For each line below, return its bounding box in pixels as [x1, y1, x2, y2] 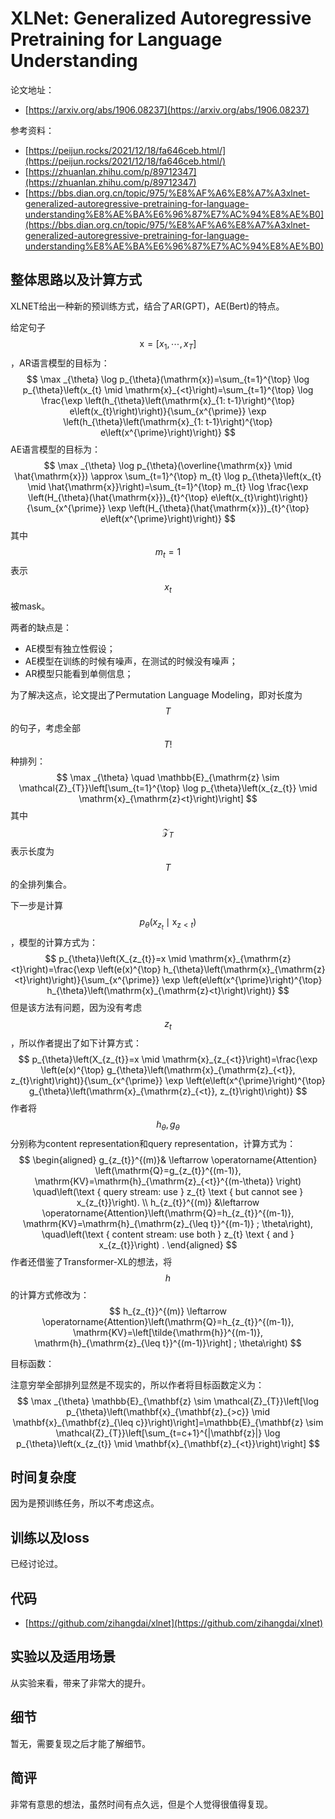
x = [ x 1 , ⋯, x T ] [139, 337, 197, 352]
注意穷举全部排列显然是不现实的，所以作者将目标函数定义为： [10, 1378, 265, 1391]
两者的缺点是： [10, 622, 72, 634]
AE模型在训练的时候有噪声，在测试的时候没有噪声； [24, 655, 238, 667]
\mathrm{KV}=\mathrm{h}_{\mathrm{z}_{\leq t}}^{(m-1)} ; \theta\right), [22, 1217, 314, 1229]
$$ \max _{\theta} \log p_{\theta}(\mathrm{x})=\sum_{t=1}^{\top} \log [26, 373, 310, 385]
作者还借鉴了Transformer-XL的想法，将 [10, 1255, 173, 1267]
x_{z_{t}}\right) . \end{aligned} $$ [98, 1238, 238, 1251]
